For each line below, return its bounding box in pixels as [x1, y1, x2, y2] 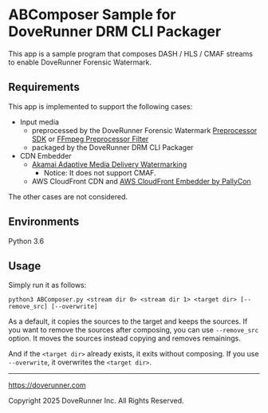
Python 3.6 [8, 236, 45, 246]
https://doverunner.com [8, 380, 86, 390]
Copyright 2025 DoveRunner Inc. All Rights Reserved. [8, 396, 185, 406]
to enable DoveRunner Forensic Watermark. [8, 57, 152, 67]
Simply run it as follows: [8, 281, 87, 290]
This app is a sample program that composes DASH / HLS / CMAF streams [8, 49, 254, 58]
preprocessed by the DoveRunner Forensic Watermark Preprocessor [31, 125, 258, 135]
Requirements [8, 81, 80, 94]
